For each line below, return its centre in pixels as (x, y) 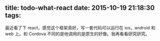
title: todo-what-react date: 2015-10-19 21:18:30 (80, 8)
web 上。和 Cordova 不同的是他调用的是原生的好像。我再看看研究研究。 (77, 34)
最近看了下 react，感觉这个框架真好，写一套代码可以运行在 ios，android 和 (80, 27)
